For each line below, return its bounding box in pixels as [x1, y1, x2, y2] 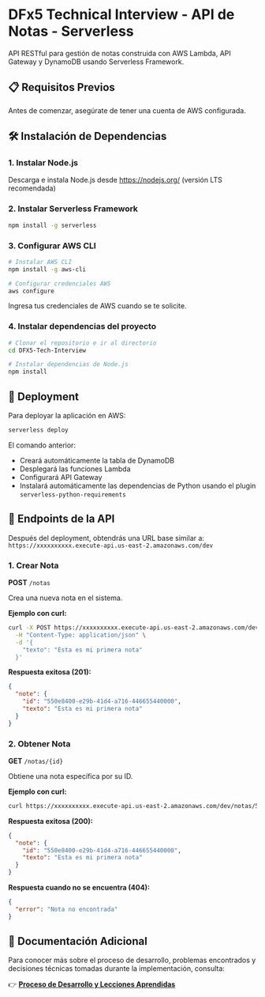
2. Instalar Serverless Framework [8, 203, 138, 214]
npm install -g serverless [8, 221, 97, 229]
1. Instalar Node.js [8, 157, 79, 168]
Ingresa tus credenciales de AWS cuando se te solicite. [8, 301, 187, 311]
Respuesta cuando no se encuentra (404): [8, 883, 150, 893]
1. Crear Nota [8, 560, 59, 571]
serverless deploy [8, 426, 69, 434]
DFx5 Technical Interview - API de [8, 6, 235, 24]
